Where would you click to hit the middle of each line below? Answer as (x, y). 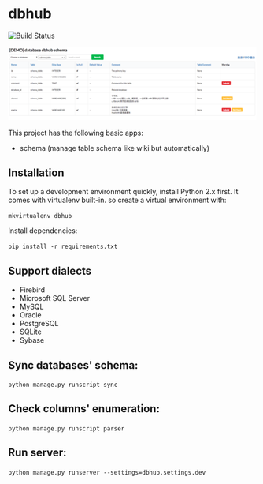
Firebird (32, 290)
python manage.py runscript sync (63, 385)
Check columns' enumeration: (84, 409)
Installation (36, 173)
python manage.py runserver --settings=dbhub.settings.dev (107, 472)
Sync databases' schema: (73, 365)
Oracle (30, 315)
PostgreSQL (39, 324)
